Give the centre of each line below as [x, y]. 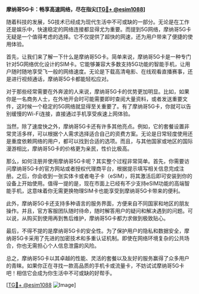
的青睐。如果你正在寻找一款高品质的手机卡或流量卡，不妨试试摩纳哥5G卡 [95, 266]
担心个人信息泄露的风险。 [68, 246]
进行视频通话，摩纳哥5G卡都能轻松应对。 [61, 79]
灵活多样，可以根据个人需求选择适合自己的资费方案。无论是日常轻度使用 [99, 134]
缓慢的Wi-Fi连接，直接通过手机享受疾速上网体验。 [72, 114]
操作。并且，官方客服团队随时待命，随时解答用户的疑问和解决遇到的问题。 [97, 211]
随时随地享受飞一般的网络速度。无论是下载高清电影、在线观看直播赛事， [99, 71]
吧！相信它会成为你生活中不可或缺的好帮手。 [61, 273]
